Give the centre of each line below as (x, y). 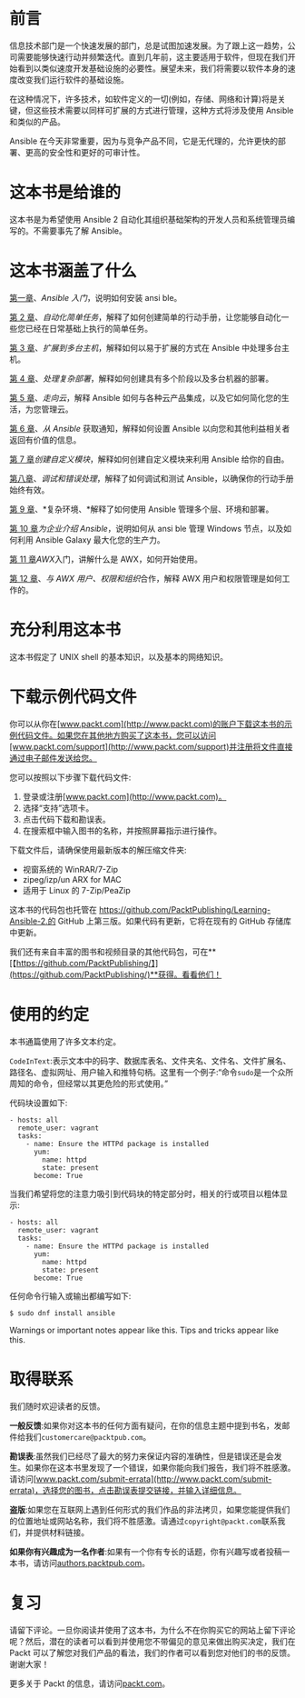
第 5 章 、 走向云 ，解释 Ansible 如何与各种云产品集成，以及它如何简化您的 (145, 397)
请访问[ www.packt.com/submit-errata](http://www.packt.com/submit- (141, 1479)
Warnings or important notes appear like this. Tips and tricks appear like (144, 1330)
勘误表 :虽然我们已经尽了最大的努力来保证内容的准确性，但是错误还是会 (142, 1456)
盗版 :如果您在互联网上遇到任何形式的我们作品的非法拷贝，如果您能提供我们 (150, 1509)
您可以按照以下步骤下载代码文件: (70, 777)
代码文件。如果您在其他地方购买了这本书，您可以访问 (116, 735)
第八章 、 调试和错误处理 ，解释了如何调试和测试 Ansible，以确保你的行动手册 (152, 478)
